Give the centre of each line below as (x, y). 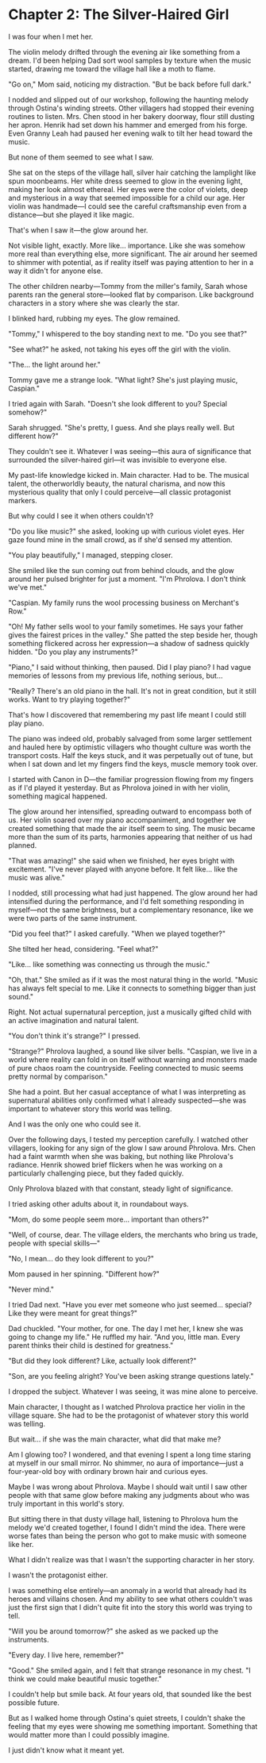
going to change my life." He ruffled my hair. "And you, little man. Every (124, 1337)
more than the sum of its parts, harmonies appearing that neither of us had (130, 837)
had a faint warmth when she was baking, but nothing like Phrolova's (121, 1156)
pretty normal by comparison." (58, 1076)
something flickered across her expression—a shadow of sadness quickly (129, 643)
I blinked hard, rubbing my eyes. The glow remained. (94, 318)
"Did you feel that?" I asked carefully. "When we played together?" (117, 933)
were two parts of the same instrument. (73, 918)
